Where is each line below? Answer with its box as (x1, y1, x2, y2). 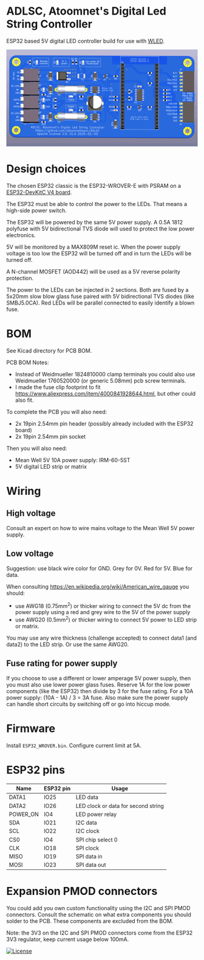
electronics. (6, 231, 36, 238)
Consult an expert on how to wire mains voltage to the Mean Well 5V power (6, 524, 195, 531)
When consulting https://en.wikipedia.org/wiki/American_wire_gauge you (6, 582, 189, 590)
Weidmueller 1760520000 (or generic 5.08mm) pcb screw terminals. (15, 377, 186, 384)
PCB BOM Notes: (6, 359, 49, 366)
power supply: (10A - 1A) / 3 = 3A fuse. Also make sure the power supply (6, 694, 188, 701)
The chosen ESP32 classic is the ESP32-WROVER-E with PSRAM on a (6, 182, 181, 189)
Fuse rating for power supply (6, 658, 118, 669)
